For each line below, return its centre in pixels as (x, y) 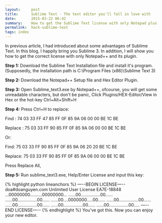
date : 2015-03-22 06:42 (36, 18)
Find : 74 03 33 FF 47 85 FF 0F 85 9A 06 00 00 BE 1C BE (62, 119)
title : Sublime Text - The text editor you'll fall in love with (78, 14)
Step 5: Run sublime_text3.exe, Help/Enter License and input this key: (74, 175)
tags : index (17, 32)
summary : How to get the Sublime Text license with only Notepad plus (81, 23)
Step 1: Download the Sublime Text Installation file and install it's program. (79, 65)
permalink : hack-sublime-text (37, 28)
